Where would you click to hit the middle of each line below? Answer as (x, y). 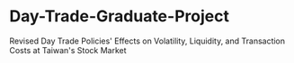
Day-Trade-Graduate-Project (119, 16)
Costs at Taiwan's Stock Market (68, 50)
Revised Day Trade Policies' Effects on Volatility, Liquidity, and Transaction (147, 41)
